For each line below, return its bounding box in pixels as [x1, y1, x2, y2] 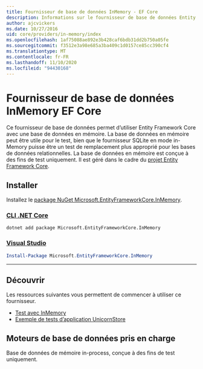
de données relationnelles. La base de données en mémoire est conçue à [6, 149, 189, 157]
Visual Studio [6, 239, 47, 247]
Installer [6, 180, 38, 191]
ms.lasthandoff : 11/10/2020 [6, 59, 77, 65]
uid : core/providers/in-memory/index [6, 31, 101, 38]
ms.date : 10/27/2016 [6, 25, 59, 32]
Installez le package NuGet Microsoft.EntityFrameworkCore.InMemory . [6, 196, 182, 203]
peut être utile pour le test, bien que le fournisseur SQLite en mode [6, 137, 172, 144]
